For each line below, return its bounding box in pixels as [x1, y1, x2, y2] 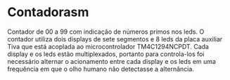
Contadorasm [7, 4, 89, 20]
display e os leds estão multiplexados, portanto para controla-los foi [7, 50, 205, 58]
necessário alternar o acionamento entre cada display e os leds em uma [7, 57, 217, 65]
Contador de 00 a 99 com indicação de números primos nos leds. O [7, 27, 205, 36]
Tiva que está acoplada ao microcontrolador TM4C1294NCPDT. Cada [7, 42, 210, 51]
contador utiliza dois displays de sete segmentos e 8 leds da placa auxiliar [7, 34, 223, 43]
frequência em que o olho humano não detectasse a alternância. [7, 65, 195, 73]
